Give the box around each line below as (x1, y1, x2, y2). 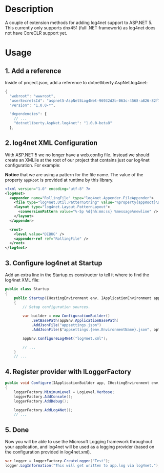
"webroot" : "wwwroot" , (9, 94, 56, 98)
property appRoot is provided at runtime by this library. (5, 177, 114, 183)
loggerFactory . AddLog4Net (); (14, 407, 73, 412)
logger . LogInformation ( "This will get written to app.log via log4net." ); (5, 463, 161, 468)
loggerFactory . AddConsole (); (14, 394, 73, 399)
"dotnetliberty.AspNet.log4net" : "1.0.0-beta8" (14, 121, 112, 126)
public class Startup (5, 286, 49, 291)
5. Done (5, 426, 29, 434)
